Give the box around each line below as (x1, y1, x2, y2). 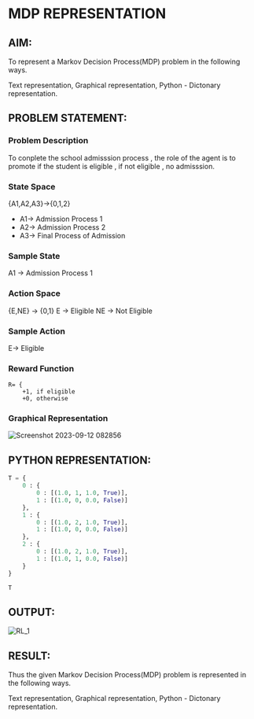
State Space (8, 181, 56, 192)
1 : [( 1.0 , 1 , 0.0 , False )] (36, 555, 128, 562)
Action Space (8, 288, 61, 299)
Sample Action (8, 326, 65, 337)
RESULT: (8, 649, 51, 662)
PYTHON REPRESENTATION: (8, 453, 152, 466)
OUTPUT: (8, 605, 55, 618)
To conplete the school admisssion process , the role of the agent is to (8, 153, 236, 162)
